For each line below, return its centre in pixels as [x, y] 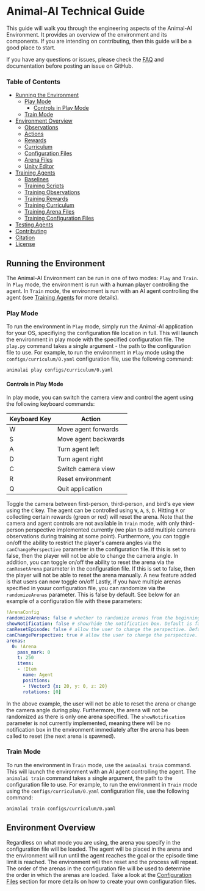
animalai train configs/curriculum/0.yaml [61, 809]
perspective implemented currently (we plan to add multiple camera [111, 530]
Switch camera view [86, 469]
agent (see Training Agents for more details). [63, 298]
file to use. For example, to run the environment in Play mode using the [95, 353]
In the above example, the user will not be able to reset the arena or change [101, 704]
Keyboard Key [31, 419]
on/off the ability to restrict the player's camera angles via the [84, 543]
